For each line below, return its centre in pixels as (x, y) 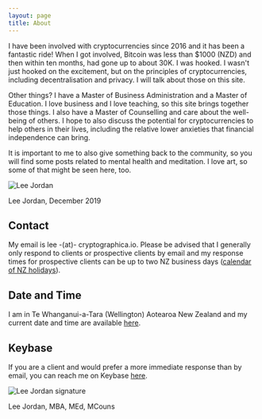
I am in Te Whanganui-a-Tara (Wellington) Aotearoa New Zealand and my (128, 315)
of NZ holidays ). (35, 270)
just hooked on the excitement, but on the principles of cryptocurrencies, (128, 71)
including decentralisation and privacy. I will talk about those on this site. (127, 80)
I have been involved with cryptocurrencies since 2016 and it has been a (126, 45)
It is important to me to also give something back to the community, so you (130, 153)
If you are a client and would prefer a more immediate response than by (125, 366)
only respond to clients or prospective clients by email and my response (126, 253)
